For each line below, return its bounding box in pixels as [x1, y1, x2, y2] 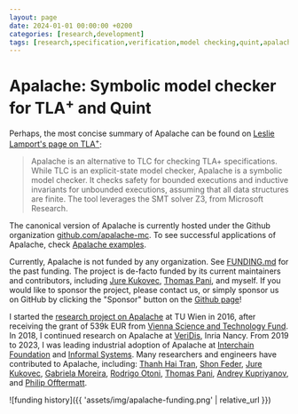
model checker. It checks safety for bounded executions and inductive [30, 175, 289, 186]
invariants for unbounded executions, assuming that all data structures [30, 184, 289, 195]
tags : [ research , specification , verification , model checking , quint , [9, 37, 264, 47]
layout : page [9, 12, 58, 22]
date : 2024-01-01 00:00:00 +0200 [9, 21, 133, 30]
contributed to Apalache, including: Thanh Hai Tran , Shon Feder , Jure [9, 359, 263, 370]
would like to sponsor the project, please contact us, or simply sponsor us [9, 285, 279, 296]
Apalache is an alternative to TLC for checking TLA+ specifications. [30, 156, 278, 167]
